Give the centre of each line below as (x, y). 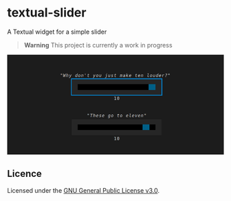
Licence (25, 174)
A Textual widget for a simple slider (57, 32)
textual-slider (47, 13)
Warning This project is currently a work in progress (98, 45)
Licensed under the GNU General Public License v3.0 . (84, 190)
